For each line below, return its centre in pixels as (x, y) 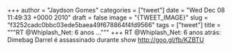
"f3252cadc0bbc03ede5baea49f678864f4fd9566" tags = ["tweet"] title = (114, 25)
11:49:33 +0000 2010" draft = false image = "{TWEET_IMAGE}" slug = (108, 17)
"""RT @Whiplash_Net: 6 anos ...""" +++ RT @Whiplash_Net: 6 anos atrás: (114, 32)
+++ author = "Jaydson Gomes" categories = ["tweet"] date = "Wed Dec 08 (116, 10)
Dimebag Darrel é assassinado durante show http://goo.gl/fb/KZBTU (106, 40)
